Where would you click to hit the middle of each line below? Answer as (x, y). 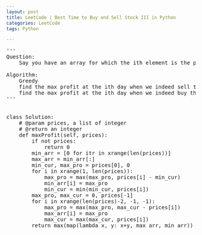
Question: (20, 57)
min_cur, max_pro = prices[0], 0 (81, 165)
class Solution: (30, 117)
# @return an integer (51, 129)
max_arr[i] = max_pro (76, 214)
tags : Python (23, 29)
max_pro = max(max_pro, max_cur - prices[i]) (112, 208)
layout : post (23, 12)
